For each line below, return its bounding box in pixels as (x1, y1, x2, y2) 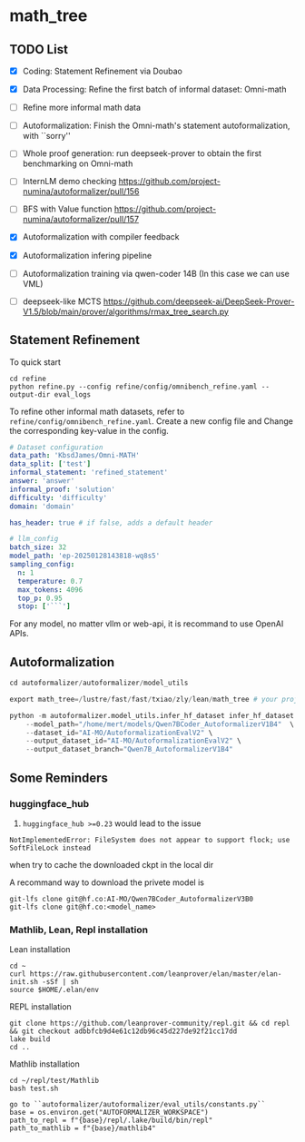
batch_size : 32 (9, 543, 67, 552)
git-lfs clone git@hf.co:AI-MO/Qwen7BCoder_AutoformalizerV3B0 (9, 894, 254, 903)
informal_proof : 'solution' (9, 485, 116, 494)
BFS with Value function (22, 203, 113, 214)
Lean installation (9, 944, 71, 955)
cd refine (9, 374, 47, 383)
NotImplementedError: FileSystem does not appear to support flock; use (9, 835, 290, 844)
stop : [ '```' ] (17, 602, 71, 611)
